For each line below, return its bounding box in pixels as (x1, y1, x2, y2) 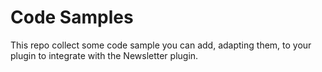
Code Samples (10, 6, 134, 29)
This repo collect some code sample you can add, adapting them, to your (10, 39, 312, 51)
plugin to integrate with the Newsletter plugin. (10, 49, 199, 61)
